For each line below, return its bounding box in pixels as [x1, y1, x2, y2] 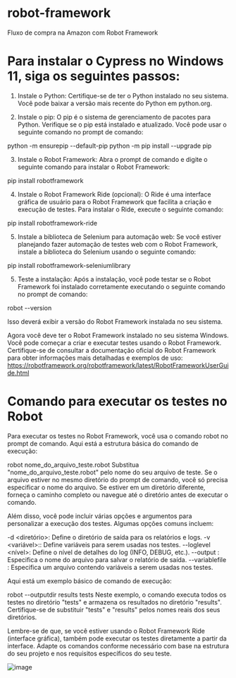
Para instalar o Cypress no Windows [7, 53, 224, 69]
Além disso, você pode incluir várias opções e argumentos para [7, 511, 192, 520]
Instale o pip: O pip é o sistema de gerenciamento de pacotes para [17, 112, 211, 121]
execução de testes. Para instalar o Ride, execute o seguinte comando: [17, 205, 224, 214]
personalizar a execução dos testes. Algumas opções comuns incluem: [7, 519, 214, 527]
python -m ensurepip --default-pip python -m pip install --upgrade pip [7, 141, 212, 150]
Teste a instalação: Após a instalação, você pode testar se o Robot [17, 274, 211, 284]
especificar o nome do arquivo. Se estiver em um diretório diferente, [7, 483, 206, 491]
